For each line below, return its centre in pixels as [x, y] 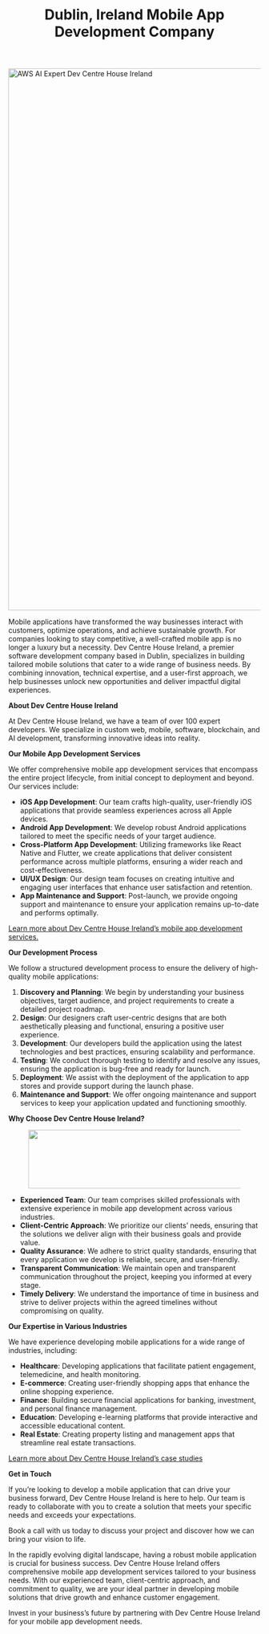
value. [30, 1243]
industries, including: [43, 1351]
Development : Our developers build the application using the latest [131, 1043]
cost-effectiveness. [52, 870]
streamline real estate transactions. [78, 1443]
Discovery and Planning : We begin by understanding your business [132, 992]
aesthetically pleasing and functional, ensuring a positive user [122, 1026]
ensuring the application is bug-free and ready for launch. [115, 1069]
